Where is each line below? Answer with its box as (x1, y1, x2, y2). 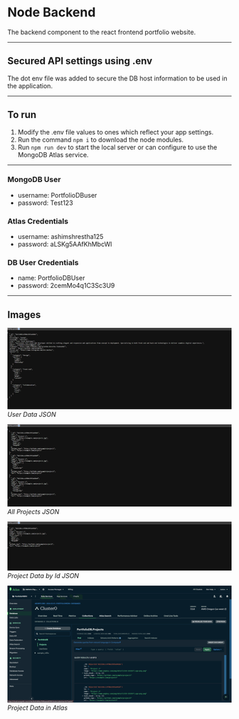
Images (7, 309, 41, 321)
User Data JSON (7, 410, 56, 419)
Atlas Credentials (7, 216, 69, 226)
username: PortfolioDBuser (17, 191, 97, 199)
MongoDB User (7, 175, 61, 185)
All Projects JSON (7, 507, 60, 516)
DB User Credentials (7, 257, 79, 267)
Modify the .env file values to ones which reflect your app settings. (17, 127, 214, 136)
